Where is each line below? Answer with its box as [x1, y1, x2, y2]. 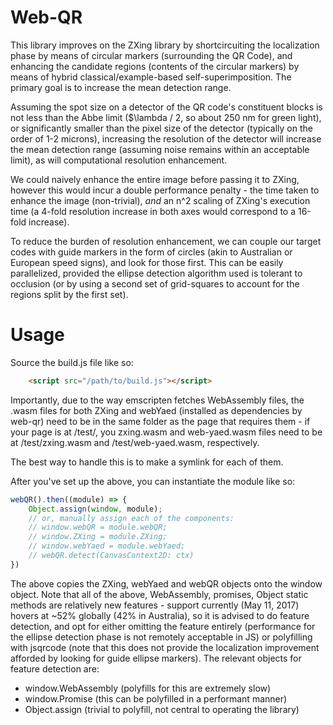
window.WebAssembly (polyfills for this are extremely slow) [24, 682, 272, 694]
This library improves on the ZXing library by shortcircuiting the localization [10, 39, 320, 51]
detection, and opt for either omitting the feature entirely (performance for [10, 620, 316, 632]
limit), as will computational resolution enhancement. [10, 154, 228, 166]
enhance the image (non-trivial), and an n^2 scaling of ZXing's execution [10, 194, 311, 206]
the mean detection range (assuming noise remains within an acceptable [10, 143, 310, 155]
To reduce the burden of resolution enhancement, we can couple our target [10, 235, 322, 247]
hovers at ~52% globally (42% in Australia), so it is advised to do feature [10, 609, 310, 621]
